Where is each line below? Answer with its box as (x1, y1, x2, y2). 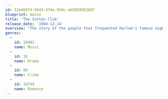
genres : (5, 30, 21, 35)
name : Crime (14, 72, 39, 77)
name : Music (14, 44, 39, 49)
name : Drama (14, 58, 39, 63)
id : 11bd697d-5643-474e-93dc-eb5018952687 (5, 7, 95, 12)
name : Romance (14, 86, 43, 91)
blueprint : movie (5, 12, 41, 17)
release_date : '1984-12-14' (5, 21, 64, 26)
